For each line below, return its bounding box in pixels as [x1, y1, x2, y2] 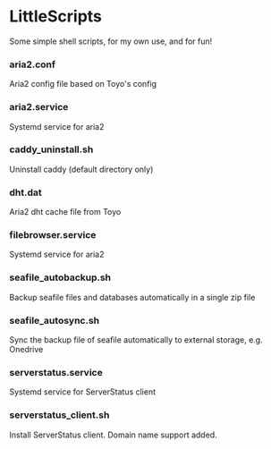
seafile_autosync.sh [9, 314, 100, 326]
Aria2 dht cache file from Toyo [9, 207, 122, 217]
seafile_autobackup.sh [9, 271, 112, 284]
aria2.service [9, 101, 69, 114]
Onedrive [9, 344, 44, 355]
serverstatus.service [9, 366, 103, 378]
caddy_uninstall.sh [9, 143, 94, 156]
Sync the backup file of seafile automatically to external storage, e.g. [9, 335, 263, 345]
